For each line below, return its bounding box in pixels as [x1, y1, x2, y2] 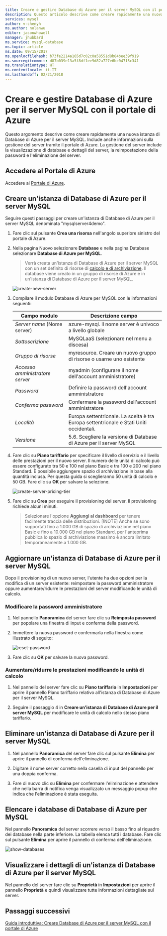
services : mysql [5, 16, 39, 21]
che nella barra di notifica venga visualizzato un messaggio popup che [12, 785, 158, 792]
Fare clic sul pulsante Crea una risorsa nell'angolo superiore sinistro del [12, 230, 160, 236]
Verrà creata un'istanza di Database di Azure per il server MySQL [24, 260, 159, 266]
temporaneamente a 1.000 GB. [24, 540, 87, 546]
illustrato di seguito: [12, 635, 53, 641]
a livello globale [68, 327, 105, 334]
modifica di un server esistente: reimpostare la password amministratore [5, 581, 154, 586]
